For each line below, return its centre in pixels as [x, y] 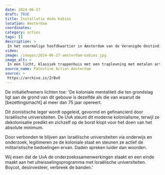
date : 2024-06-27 [23, 10]
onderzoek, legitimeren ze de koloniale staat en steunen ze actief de [74, 142]
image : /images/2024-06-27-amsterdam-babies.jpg [56, 55]
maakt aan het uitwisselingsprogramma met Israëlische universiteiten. [76, 162]
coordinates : [18, 28]
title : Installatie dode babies [38, 19]
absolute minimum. [24, 127]
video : [12, 50]
